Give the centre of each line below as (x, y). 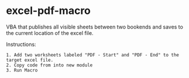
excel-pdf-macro (48, 11)
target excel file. (30, 60)
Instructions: (21, 44)
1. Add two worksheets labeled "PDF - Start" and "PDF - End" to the (93, 55)
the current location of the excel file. (50, 33)
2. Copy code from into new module (49, 65)
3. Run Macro (22, 70)
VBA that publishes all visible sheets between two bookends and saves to (94, 27)
